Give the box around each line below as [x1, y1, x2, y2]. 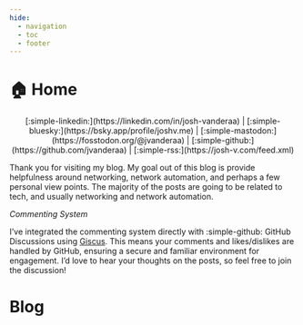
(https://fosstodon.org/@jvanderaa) [51, 135, 185, 146]
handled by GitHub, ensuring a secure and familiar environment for [9, 246, 260, 257]
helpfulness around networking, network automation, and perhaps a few [9, 172, 280, 182]
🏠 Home [9, 79, 77, 100]
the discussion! [9, 265, 66, 276]
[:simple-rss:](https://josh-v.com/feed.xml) [133, 144, 295, 155]
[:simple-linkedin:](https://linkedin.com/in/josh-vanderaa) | [25, 115, 246, 127]
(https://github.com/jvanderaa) [11, 144, 127, 155]
